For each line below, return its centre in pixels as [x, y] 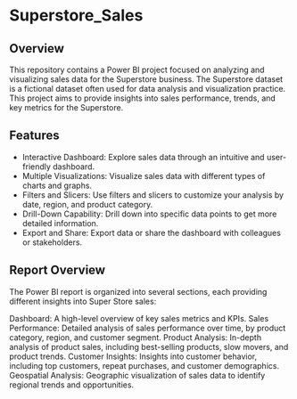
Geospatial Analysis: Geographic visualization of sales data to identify [137, 375]
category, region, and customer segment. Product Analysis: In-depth [135, 337]
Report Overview [57, 270]
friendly [37, 167]
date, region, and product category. [87, 204]
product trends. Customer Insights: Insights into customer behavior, [133, 356]
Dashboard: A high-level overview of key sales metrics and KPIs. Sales [139, 318]
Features [34, 136]
